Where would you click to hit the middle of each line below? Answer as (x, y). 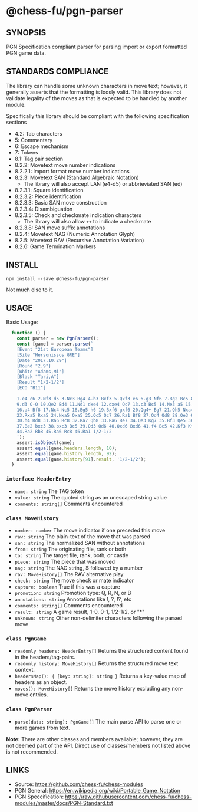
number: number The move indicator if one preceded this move (90, 530)
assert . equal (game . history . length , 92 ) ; (67, 453)
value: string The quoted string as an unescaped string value (90, 497)
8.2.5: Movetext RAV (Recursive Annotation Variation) (79, 240)
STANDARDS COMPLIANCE (57, 72)
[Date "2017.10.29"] (42, 360)
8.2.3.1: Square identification (49, 190)
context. (25, 670)
